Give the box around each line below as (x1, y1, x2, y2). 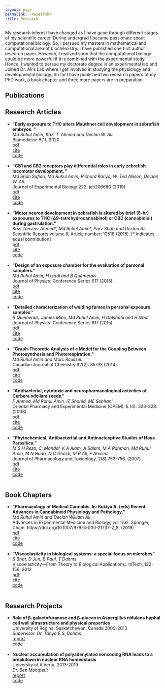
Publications (5, 91, 45, 99)
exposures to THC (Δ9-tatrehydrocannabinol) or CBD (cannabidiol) (12, 215, 153, 221)
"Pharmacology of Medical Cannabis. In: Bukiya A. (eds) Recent (12, 504, 146, 510)
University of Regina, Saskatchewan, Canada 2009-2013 (12, 625, 128, 631)
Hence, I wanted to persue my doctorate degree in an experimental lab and (5, 61, 158, 67)
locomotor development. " (12, 168, 67, 174)
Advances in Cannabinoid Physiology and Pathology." (12, 509, 126, 515)
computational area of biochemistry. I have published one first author (5, 45, 145, 52)
